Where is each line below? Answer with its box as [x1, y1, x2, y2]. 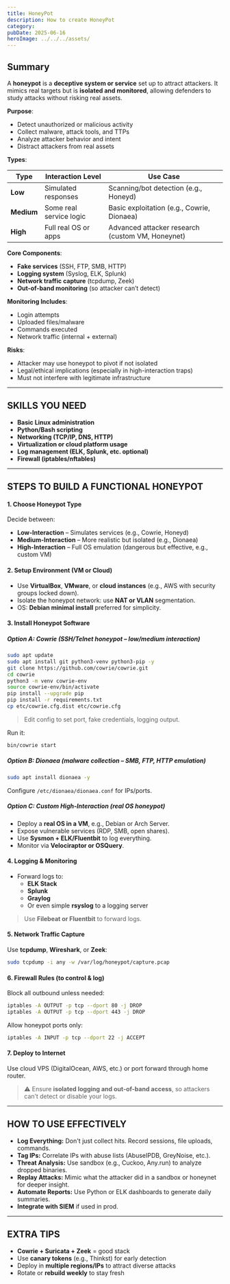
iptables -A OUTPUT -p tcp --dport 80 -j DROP [7, 1002, 142, 1009]
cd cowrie [7, 671, 36, 678]
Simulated [44, 183, 77, 193]
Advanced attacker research [108, 222, 200, 232]
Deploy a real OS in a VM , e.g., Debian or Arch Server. [16, 819, 170, 827]
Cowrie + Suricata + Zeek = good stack [16, 1246, 130, 1255]
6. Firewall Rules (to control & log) [7, 973, 105, 982]
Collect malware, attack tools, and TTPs [16, 128, 130, 136]
